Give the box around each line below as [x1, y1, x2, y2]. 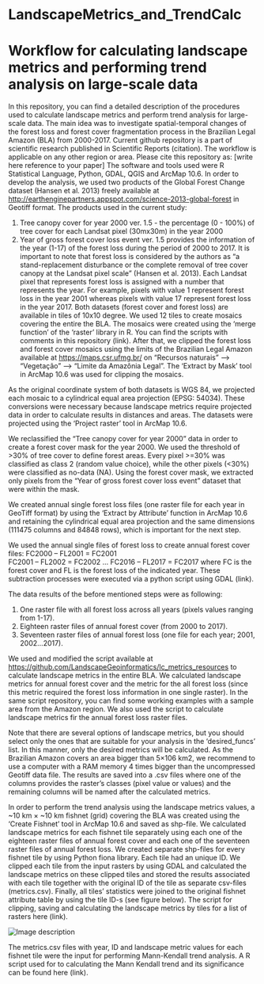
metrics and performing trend [8, 59, 207, 77]
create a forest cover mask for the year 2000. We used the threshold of [8, 442, 241, 452]
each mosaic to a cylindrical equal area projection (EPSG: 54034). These [8, 394, 245, 403]
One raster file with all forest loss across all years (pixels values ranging [19, 605, 254, 615]
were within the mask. [8, 485, 80, 494]
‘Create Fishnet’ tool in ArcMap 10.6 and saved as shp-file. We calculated [8, 819, 247, 829]
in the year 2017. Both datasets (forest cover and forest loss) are [19, 303, 229, 312]
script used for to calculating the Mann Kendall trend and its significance [8, 959, 245, 969]
